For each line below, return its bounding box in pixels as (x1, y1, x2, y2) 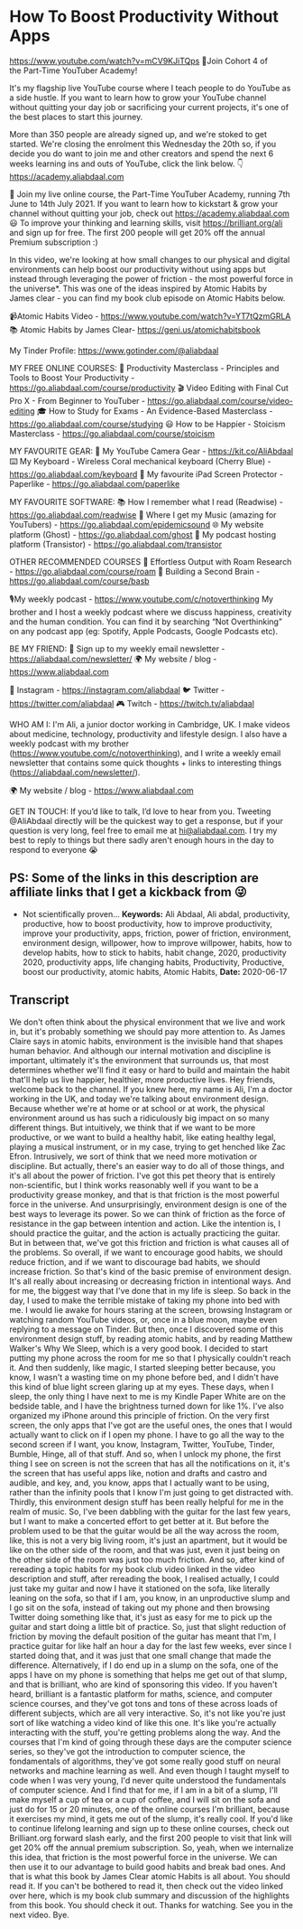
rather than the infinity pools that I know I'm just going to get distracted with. (9, 1486, 294, 1497)
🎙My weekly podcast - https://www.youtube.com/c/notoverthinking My (9, 594, 273, 604)
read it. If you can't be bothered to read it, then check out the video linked (9, 1880, 284, 1891)
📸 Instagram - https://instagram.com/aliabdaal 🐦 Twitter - (9, 684, 225, 695)
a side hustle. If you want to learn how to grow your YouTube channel (9, 92, 267, 103)
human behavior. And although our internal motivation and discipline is (9, 1045, 271, 1056)
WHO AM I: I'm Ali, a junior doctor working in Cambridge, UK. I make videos (9, 718, 290, 729)
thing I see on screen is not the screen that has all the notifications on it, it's (9, 1457, 290, 1469)
